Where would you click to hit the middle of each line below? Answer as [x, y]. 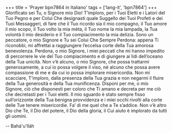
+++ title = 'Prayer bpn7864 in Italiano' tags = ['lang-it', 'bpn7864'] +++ [81, 7]
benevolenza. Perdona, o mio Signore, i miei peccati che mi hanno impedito [85, 51]
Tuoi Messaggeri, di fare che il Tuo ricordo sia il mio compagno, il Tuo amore [86, 24]
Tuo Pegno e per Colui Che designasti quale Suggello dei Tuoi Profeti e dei [84, 18]
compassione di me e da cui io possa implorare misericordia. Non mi [78, 73]
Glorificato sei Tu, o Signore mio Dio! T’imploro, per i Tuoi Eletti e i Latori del [85, 13]
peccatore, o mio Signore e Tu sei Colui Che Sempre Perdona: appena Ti [82, 40]
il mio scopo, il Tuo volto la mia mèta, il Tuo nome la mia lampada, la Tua [81, 29]
